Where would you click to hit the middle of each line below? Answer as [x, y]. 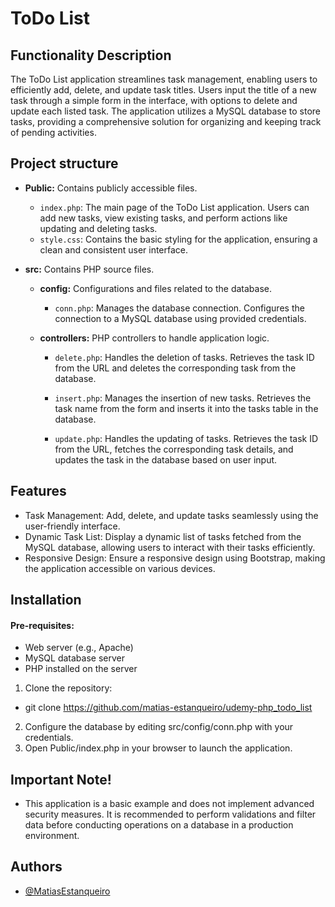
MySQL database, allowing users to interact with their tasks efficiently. [170, 547]
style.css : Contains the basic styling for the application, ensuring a [178, 239]
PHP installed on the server [81, 669]
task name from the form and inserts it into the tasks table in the [186, 408]
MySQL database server [74, 658]
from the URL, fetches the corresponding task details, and [174, 449]
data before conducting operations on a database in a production [159, 825]
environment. [52, 836]
